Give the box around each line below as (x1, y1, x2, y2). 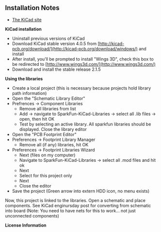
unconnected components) (5, 213, 60, 218)
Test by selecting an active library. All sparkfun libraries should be (19, 121, 151, 127)
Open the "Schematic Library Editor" (12, 95, 85, 101)
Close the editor (19, 183, 52, 188)
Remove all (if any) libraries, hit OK (19, 141, 89, 147)
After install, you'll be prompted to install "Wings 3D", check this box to (12, 56, 154, 62)
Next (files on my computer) (19, 152, 76, 158)
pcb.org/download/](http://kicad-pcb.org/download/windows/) (12, 46, 138, 51)
